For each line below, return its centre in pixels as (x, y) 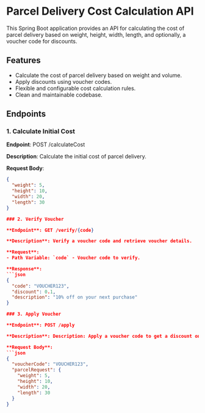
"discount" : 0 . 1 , (34, 292)
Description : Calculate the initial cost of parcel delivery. (76, 157)
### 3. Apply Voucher (34, 314)
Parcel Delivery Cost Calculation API (100, 11)
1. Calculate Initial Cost (41, 132)
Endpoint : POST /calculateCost (46, 144)
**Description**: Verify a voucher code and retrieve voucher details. (99, 241)
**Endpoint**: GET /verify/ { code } (50, 230)
